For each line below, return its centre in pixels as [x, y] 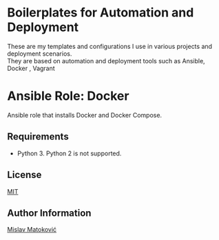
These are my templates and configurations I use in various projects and [109, 46]
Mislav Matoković [32, 230]
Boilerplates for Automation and [101, 13]
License [24, 175]
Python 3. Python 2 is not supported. [69, 153]
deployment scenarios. [40, 54]
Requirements [38, 137]
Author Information [49, 213]
